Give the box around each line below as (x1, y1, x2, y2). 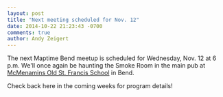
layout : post (7, 10, 45, 17)
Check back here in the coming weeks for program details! (7, 82, 173, 90)
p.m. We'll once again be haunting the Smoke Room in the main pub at (7, 61, 206, 70)
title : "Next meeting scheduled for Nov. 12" (7, 16, 139, 23)
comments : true (7, 29, 51, 36)
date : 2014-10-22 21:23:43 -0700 (7, 23, 103, 29)
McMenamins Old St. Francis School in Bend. (7, 69, 135, 77)
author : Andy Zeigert (7, 36, 69, 42)
